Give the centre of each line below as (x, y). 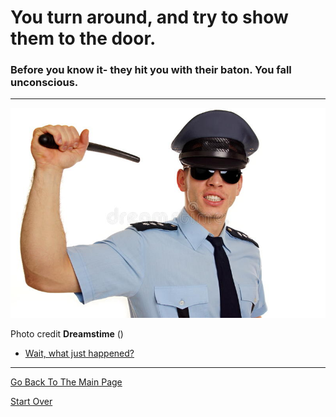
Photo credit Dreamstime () (67, 334)
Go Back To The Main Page (66, 382)
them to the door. (83, 38)
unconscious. (44, 83)
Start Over (31, 402)
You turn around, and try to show (149, 17)
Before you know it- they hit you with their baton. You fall (151, 70)
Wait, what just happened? (79, 353)
